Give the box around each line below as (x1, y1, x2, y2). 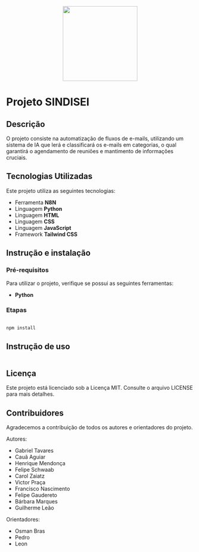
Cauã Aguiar (14, 453, 46, 460)
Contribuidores (6, 408, 64, 418)
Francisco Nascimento (14, 485, 70, 493)
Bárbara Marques (14, 498, 58, 505)
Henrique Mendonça (14, 460, 66, 467)
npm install (6, 324, 36, 331)
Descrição (6, 119, 45, 129)
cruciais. (6, 154, 27, 161)
